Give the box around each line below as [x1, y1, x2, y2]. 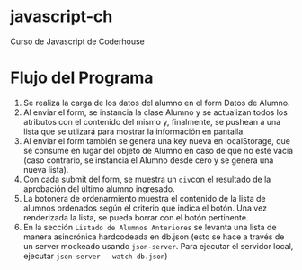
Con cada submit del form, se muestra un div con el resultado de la [22, 174, 271, 184]
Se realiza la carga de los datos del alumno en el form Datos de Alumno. [22, 97, 290, 108]
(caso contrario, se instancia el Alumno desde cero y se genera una [22, 155, 274, 166]
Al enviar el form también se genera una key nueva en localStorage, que [22, 135, 291, 146]
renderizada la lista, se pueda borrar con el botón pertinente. [22, 211, 249, 222]
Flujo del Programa [10, 67, 154, 88]
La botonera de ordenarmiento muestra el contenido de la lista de [22, 193, 266, 203]
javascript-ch [10, 6, 113, 27]
